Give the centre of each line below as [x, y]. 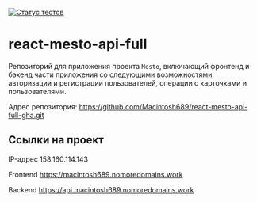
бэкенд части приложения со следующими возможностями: [111, 74]
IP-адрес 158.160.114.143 [48, 159]
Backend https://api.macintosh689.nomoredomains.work [101, 189]
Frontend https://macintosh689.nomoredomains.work [96, 174]
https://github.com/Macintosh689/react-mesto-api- [163, 106]
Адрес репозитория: [43, 106]
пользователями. [37, 91]
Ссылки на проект [56, 140]
